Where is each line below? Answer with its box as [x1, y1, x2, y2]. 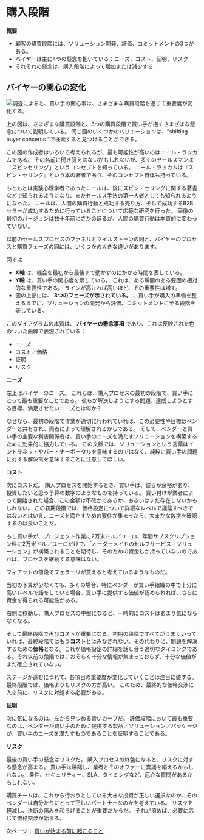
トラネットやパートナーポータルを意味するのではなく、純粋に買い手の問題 [11, 447, 198, 455]
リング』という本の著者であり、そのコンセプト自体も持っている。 [27, 171, 192, 179]
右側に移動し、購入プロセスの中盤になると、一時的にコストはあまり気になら [6, 609, 198, 616]
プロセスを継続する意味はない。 [22, 555, 102, 563]
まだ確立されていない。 [6, 660, 65, 667]
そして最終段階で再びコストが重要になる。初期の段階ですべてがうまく [6, 630, 182, 637]
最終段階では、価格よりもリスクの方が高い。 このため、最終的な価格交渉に [6, 681, 194, 688]
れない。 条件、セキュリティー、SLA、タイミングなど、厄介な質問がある [6, 771, 188, 778]
